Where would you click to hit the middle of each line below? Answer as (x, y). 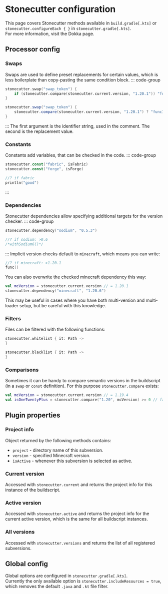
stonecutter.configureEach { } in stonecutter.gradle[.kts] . (68, 28)
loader (12, 306)
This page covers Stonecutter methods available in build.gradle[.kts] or (81, 23)
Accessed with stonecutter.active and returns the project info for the (77, 514)
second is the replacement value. (39, 131)
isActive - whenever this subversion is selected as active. (72, 461)
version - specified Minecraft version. (51, 455)
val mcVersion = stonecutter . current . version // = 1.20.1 (67, 286)
